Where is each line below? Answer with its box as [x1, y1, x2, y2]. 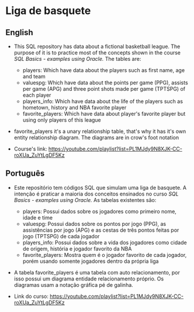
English [5, 28, 33, 37]
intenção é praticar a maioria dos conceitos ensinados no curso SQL [13, 190, 179, 197]
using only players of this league [22, 116, 102, 124]
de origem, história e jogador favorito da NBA [22, 245, 132, 252]
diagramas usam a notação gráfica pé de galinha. [13, 281, 134, 288]
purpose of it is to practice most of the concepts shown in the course [13, 49, 181, 56]
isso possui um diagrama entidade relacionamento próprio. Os [13, 275, 164, 282]
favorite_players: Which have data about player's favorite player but [22, 110, 186, 117]
